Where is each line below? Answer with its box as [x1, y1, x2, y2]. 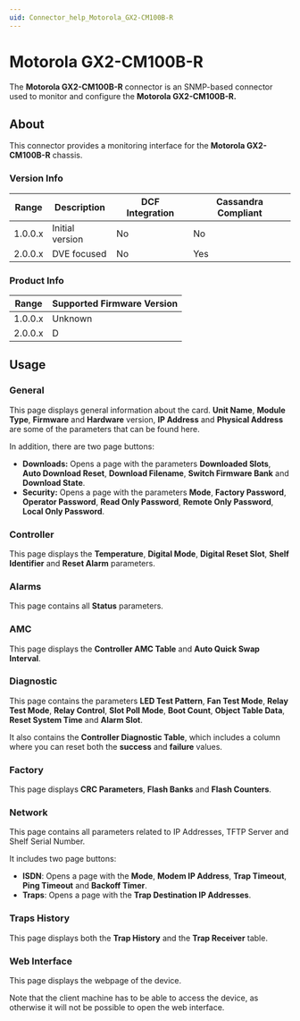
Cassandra [215, 195, 263, 208]
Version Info [9, 172, 64, 184]
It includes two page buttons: [9, 854, 117, 864]
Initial [52, 221, 75, 234]
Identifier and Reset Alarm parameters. [9, 557, 156, 568]
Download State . [21, 477, 86, 488]
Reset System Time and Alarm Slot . [9, 714, 143, 725]
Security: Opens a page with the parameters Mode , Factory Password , [21, 487, 287, 498]
